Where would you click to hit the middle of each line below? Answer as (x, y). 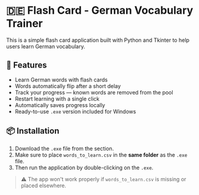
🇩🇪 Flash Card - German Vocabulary (100, 10)
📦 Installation (33, 131)
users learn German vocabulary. (46, 46)
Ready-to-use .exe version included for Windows (75, 111)
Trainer (25, 24)
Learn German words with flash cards (61, 80)
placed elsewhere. (44, 185)
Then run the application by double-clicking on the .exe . (84, 167)
